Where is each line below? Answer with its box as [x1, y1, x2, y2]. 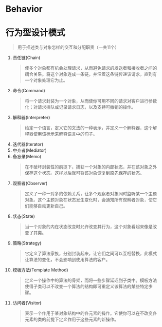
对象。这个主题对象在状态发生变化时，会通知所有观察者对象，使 [24, 197, 153, 203]
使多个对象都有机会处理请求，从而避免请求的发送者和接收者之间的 [24, 65, 157, 71]
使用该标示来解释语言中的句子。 [33, 131, 98, 137]
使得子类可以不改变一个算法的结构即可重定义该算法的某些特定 [24, 284, 149, 289]
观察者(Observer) [12, 181, 48, 186]
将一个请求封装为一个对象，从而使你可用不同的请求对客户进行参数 [24, 98, 157, 104]
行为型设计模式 [5, 27, 66, 39]
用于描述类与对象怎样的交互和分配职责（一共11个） [17, 44, 120, 50]
